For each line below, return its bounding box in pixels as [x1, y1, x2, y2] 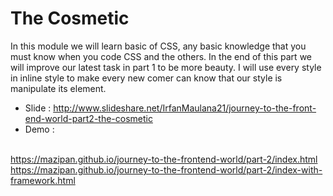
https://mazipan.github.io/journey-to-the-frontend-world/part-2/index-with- [10, 163, 323, 176]
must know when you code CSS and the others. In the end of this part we [10, 50, 312, 62]
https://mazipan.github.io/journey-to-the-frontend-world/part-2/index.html [10, 153, 318, 165]
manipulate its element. [10, 82, 107, 94]
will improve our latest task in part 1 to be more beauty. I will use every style [10, 61, 322, 73]
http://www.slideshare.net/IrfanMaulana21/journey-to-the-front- [53, 102, 317, 114]
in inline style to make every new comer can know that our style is [10, 72, 283, 84]
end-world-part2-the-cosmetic [24, 112, 153, 124]
